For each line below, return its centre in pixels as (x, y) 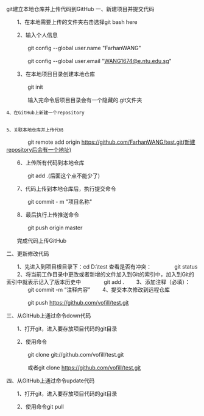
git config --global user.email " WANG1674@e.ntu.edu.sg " (99, 61)
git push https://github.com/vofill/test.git (78, 303)
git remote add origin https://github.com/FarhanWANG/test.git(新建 (111, 142)
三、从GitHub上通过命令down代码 (49, 316)
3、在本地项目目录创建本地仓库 (56, 74)
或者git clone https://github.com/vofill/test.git (84, 368)
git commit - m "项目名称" (60, 202)
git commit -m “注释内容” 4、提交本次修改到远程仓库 (99, 290)
